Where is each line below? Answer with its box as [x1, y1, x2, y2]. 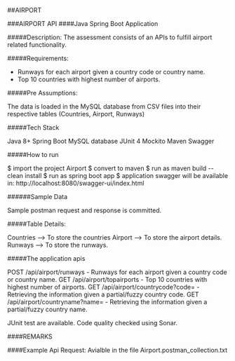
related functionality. [7, 41, 67, 48]
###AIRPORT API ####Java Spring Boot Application [7, 20, 159, 27]
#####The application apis [7, 254, 86, 262]
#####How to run [7, 151, 59, 158]
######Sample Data [7, 193, 68, 200]
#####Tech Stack [7, 123, 60, 132]
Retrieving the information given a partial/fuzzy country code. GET [7, 290, 199, 299]
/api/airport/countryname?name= [7, 298, 104, 306]
